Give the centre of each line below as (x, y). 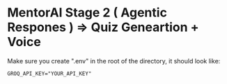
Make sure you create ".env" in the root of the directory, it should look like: (114, 61)
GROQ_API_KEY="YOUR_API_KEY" (49, 74)
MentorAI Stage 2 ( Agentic (87, 13)
